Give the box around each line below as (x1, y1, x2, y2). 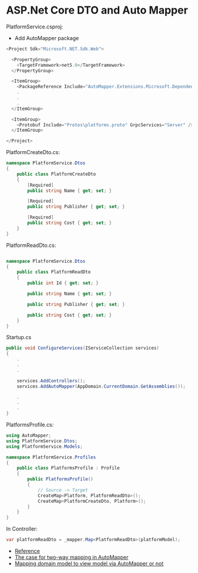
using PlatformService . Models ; (6, 444, 83, 450)
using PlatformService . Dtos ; (6, 438, 78, 444)
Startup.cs (6, 334, 31, 341)
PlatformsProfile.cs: (6, 421, 54, 428)
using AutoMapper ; (6, 432, 51, 439)
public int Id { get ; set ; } (27, 280, 99, 286)
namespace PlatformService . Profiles (6, 454, 96, 460)
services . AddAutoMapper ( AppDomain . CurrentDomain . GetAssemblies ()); (16, 383, 186, 389)
